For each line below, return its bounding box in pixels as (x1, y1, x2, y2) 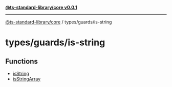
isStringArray (12, 76, 41, 82)
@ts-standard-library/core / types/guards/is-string (5, 19, 112, 25)
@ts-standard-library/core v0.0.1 (5, 5, 78, 10)
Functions (5, 57, 38, 66)
